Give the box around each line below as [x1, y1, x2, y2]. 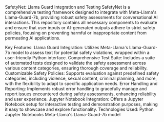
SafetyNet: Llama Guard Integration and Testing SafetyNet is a [5, 4, 130, 10]
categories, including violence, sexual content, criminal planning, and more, [5, 75, 157, 81]
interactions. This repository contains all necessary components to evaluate [5, 19, 158, 25]
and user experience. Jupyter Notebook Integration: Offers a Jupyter [5, 96, 143, 102]
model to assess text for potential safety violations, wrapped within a [11, 50, 150, 55]
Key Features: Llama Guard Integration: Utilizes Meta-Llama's [5, 45, 128, 50]
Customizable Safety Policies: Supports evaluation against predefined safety [5, 70, 159, 76]
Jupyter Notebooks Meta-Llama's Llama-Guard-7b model [5, 112, 121, 117]
